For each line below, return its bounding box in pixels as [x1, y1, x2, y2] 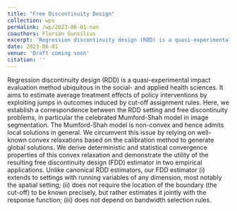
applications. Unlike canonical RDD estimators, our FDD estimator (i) [7, 165, 206, 174]
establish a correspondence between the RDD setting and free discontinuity [7, 105, 228, 114]
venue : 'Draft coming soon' [7, 50, 90, 57]
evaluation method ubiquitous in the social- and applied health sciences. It [7, 83, 224, 92]
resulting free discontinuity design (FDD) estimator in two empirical [7, 158, 202, 167]
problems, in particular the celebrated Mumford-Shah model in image [7, 113, 209, 121]
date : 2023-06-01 [7, 43, 59, 50]
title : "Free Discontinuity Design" [7, 10, 115, 18]
